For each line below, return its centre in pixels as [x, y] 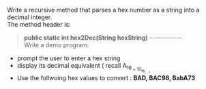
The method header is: [39, 24]
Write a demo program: [56, 45]
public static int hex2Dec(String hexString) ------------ [103, 38]
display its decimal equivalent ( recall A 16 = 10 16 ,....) [83, 68]
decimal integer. [30, 17]
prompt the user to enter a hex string [69, 58]
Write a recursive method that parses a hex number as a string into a [103, 10]
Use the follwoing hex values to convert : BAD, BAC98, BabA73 [106, 77]
